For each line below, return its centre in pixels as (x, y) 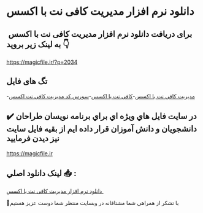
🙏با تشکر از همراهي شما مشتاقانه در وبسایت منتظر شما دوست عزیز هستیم (93, 203)
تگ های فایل (27, 81)
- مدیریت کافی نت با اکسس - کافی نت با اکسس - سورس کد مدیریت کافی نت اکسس (101, 96)
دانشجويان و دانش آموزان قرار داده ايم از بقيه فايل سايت (102, 129)
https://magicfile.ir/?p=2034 (42, 62)
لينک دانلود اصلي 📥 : (41, 173)
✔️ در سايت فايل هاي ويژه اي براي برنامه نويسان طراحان (102, 116)
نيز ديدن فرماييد (33, 138)
